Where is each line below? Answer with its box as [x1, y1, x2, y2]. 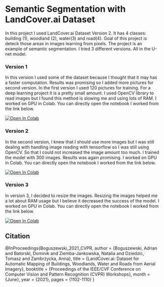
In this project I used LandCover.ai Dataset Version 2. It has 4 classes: [5, 30, 146, 36]
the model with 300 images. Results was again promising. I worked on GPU [5, 154, 157, 160]
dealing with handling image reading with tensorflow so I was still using [5, 144, 149, 150]
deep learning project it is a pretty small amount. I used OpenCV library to [5, 90, 154, 96]
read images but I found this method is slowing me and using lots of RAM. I [5, 95, 157, 101]
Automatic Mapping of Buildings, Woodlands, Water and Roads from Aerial [5, 260, 156, 266]
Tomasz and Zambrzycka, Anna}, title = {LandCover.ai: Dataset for [5, 256, 139, 261]
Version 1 [5, 63, 28, 70]
